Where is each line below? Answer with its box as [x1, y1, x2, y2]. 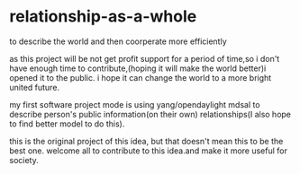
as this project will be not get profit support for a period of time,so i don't [9, 53, 280, 64]
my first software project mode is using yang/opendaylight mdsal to [9, 99, 260, 109]
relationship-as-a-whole [9, 6, 197, 27]
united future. [9, 82, 60, 92]
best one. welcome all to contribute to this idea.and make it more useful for [9, 145, 288, 156]
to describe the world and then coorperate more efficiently [9, 36, 227, 47]
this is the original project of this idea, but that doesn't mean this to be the [9, 135, 284, 146]
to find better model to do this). [9, 118, 125, 129]
